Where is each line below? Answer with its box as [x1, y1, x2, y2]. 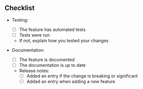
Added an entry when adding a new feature [26, 79, 115, 85]
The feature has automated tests [19, 27, 86, 32]
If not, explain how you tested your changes [19, 37, 109, 43]
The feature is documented [19, 57, 75, 62]
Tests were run [19, 32, 50, 38]
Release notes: [19, 68, 50, 74]
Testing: [11, 17, 29, 23]
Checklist [4, 4, 35, 12]
